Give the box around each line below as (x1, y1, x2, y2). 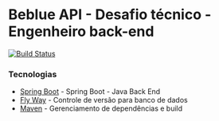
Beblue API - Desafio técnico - (8, 6, 212, 24)
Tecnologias (8, 68, 57, 80)
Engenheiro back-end (8, 22, 154, 41)
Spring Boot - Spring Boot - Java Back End (19, 87, 161, 96)
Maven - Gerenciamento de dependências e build (19, 103, 183, 113)
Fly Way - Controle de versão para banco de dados (19, 96, 189, 105)
